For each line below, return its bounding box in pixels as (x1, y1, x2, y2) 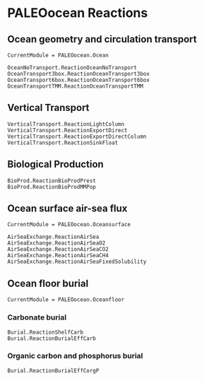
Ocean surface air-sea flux (7, 203, 128, 215)
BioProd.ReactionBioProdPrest (7, 177, 97, 184)
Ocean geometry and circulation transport (7, 33, 197, 45)
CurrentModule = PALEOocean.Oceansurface (7, 221, 131, 228)
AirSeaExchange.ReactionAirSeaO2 (7, 240, 106, 247)
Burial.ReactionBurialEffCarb (7, 334, 97, 342)
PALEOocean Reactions (7, 5, 148, 21)
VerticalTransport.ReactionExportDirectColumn (7, 133, 147, 140)
